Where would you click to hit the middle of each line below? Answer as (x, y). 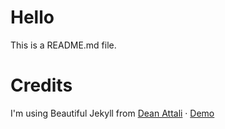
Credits (41, 85)
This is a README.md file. (63, 45)
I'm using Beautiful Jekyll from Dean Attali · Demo (112, 113)
